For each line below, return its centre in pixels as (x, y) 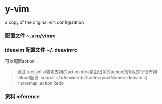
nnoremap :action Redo (40, 83)
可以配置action (20, 61)
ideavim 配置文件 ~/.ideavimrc (41, 50)
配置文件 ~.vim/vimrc (30, 36)
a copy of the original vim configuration (45, 22)
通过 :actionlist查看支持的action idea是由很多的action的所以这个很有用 (87, 72)
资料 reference (23, 97)
